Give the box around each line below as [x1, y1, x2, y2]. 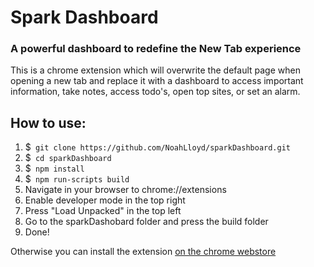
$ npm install [24, 162, 85, 175]
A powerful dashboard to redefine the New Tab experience [10, 42, 302, 56]
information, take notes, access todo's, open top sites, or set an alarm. [10, 86, 301, 98]
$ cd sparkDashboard [24, 152, 112, 164]
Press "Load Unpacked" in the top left [24, 205, 182, 217]
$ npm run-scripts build [24, 173, 130, 185]
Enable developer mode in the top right [24, 194, 186, 206]
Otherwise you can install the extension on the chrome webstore [10, 246, 277, 258]
